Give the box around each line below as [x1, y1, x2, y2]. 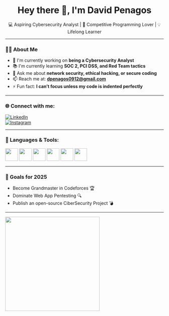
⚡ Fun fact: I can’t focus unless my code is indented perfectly [12, 83, 143, 89]
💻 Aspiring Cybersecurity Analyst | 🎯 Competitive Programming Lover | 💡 [8, 21, 161, 27]
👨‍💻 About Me [5, 46, 38, 53]
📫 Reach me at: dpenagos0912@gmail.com [12, 76, 107, 82]
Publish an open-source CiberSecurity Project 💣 [12, 200, 114, 206]
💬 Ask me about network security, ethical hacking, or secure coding [12, 70, 157, 76]
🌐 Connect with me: [5, 102, 55, 110]
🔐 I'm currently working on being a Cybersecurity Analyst [12, 57, 134, 63]
